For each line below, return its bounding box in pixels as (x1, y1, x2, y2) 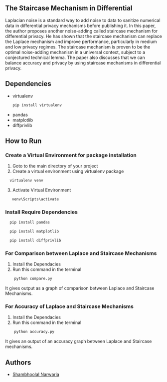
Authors (5, 358, 31, 366)
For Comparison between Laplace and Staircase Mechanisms (5, 249, 157, 256)
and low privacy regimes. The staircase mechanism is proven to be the (5, 43, 151, 49)
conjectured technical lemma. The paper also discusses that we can (5, 54, 146, 60)
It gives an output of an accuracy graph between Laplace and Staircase (5, 338, 152, 344)
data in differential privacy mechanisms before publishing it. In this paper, (5, 22, 156, 28)
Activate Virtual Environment (12, 187, 71, 193)
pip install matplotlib (9, 229, 59, 234)
